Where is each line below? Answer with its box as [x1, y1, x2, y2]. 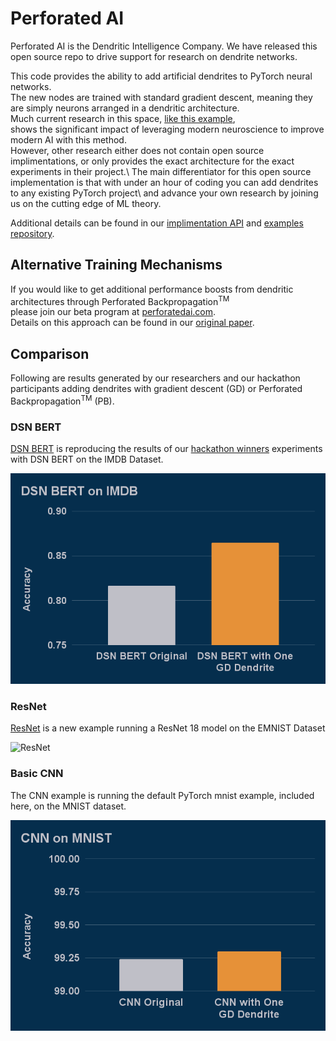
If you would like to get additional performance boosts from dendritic [10, 283, 294, 295]
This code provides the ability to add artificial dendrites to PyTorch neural [10, 70, 313, 82]
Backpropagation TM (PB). [10, 393, 115, 407]
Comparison [10, 345, 90, 362]
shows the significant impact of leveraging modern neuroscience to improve [10, 123, 325, 135]
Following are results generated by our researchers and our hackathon [10, 372, 301, 384]
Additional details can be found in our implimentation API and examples [10, 217, 304, 229]
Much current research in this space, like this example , [10, 112, 236, 124]
